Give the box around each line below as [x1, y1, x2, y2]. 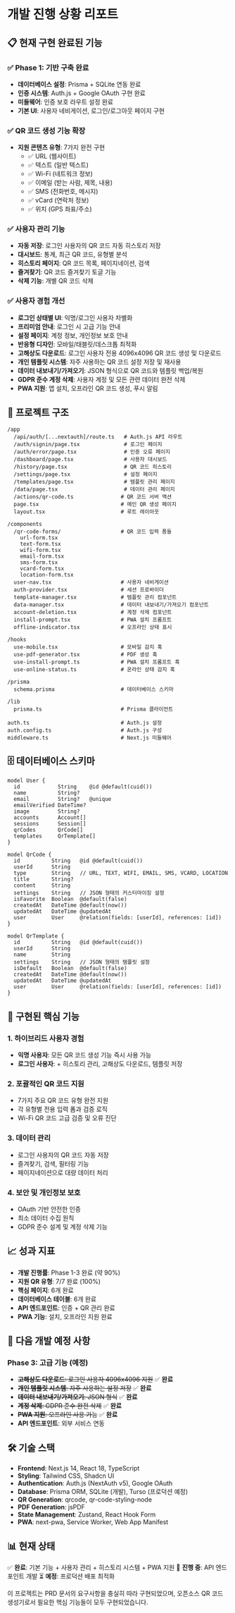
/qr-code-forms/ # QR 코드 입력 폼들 [13, 528, 172, 535]
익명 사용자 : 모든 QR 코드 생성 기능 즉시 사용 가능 [17, 1051, 152, 1060]
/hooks [7, 636, 27, 643]
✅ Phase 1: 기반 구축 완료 [7, 63, 89, 73]
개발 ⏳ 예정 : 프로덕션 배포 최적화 [25, 1572, 115, 1581]
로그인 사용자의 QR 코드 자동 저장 [17, 1151, 109, 1159]
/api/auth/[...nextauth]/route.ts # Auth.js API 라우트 [13, 433, 183, 441]
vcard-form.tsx [20, 565, 65, 572]
